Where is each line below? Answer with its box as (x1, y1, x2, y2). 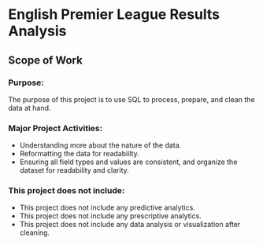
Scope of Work (8, 53, 83, 67)
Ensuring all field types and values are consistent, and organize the (19, 157, 238, 166)
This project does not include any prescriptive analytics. (19, 211, 202, 221)
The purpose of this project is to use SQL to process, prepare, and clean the (8, 94, 255, 104)
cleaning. (19, 228, 50, 237)
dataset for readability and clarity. (19, 166, 130, 175)
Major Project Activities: (8, 122, 103, 133)
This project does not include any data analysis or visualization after (19, 220, 241, 229)
